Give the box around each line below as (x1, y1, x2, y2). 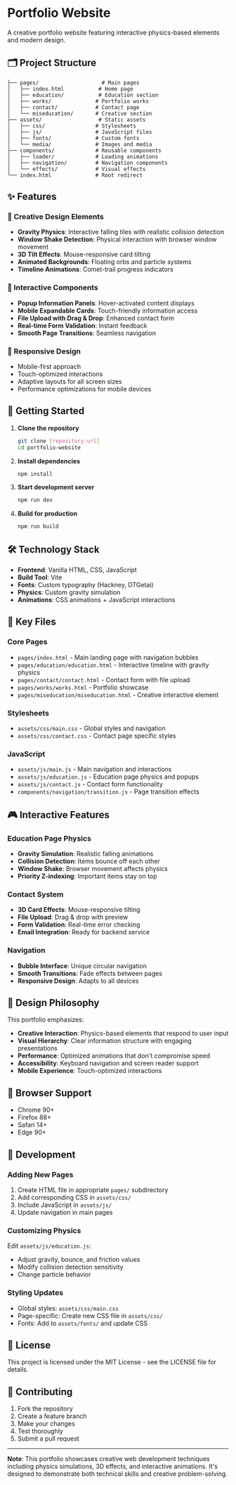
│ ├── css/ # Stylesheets (7, 122, 137, 130)
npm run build (17, 523, 59, 530)
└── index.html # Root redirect (7, 171, 143, 179)
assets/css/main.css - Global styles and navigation (17, 724, 166, 733)
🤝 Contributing (7, 1386, 73, 1398)
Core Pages (7, 637, 48, 647)
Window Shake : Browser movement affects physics (17, 865, 169, 872)
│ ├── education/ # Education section (7, 92, 159, 99)
